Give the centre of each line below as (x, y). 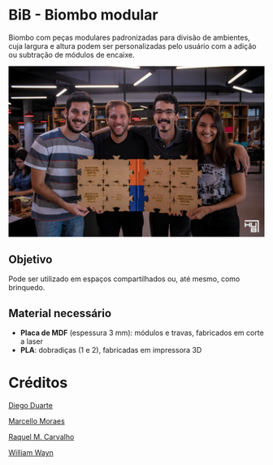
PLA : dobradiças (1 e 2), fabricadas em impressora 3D (111, 350)
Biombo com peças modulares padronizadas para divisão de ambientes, (129, 37)
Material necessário (60, 313)
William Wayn (31, 453)
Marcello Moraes (37, 421)
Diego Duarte (30, 406)
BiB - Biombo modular (83, 15)
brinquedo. (27, 288)
